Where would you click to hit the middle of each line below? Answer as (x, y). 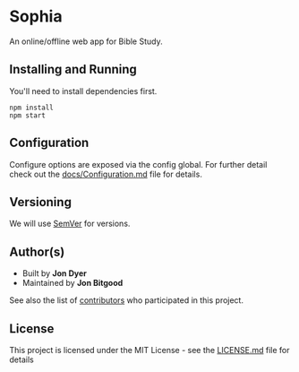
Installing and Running (73, 69)
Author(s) (37, 251)
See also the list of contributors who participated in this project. (127, 300)
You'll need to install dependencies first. (83, 91)
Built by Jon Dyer (54, 273)
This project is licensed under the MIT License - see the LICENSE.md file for (149, 350)
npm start (28, 115)
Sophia (36, 17)
